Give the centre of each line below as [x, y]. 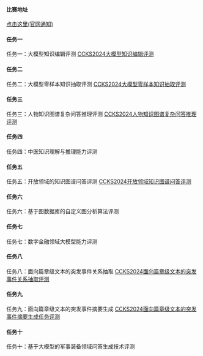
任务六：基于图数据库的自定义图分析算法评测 [63, 211]
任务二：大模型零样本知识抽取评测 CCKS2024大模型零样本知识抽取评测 [96, 84]
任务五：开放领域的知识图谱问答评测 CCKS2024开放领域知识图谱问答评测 [99, 181]
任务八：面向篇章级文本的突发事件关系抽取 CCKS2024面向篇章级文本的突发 [102, 271]
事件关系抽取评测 [28, 279]
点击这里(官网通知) [30, 24]
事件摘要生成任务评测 [33, 317]
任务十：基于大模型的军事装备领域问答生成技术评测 [71, 347]
